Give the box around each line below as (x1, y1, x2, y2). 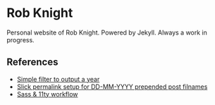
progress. (6, 35, 35, 44)
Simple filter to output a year (16, 75, 100, 83)
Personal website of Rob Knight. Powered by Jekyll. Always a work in (6, 28, 207, 37)
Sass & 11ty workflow (16, 89, 78, 98)
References (6, 56, 59, 68)
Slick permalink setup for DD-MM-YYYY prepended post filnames (16, 82, 208, 91)
